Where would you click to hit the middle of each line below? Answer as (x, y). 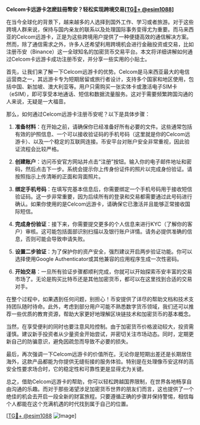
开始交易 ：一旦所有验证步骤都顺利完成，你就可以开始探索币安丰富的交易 (103, 272)
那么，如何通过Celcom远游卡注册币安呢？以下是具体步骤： (78, 114)
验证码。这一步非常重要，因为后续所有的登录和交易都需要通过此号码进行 (103, 196)
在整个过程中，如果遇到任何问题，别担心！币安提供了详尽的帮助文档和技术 (97, 299)
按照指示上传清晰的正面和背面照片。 (59, 177)
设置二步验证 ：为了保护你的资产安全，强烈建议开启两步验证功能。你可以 (103, 251)
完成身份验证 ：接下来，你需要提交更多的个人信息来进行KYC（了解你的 (101, 224)
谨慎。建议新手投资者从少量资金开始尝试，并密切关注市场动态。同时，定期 (97, 334)
